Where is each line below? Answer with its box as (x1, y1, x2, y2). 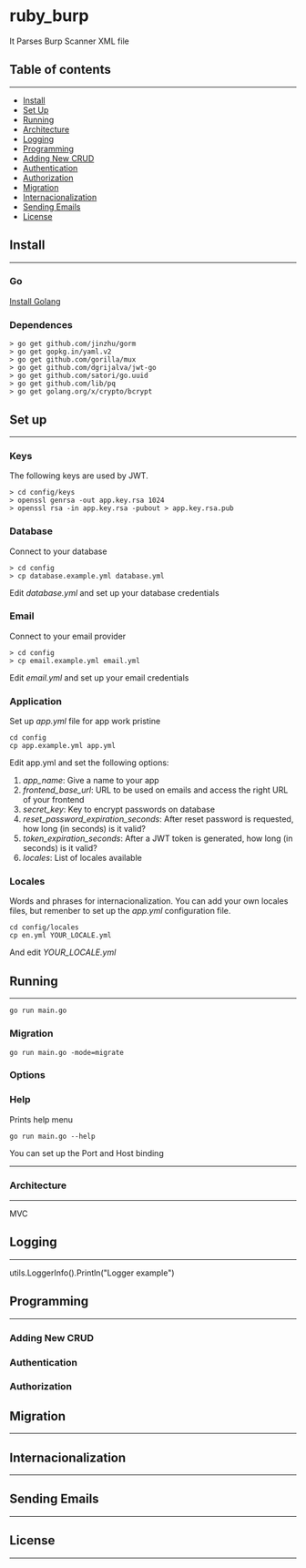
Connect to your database (9, 546, 107, 557)
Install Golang (9, 295, 61, 306)
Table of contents (9, 62, 111, 77)
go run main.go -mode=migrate (9, 1048, 125, 1057)
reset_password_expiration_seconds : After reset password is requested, (22, 814, 294, 825)
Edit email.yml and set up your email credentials (9, 671, 189, 683)
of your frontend (22, 794, 85, 805)
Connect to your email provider (9, 630, 127, 641)
